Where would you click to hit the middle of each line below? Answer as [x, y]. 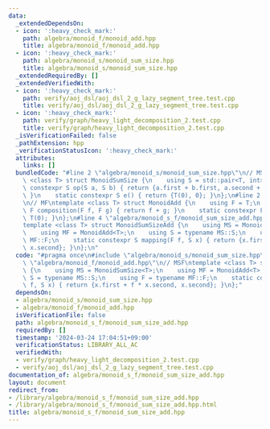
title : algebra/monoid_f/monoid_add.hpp [91, 46]
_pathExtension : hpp [50, 143]
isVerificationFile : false [61, 315]
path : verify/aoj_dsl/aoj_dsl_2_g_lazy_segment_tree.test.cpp [129, 98]
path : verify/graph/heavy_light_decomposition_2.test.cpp [122, 121]
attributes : [36, 158]
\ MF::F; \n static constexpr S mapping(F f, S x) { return [129, 241]
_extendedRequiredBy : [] [57, 76]
